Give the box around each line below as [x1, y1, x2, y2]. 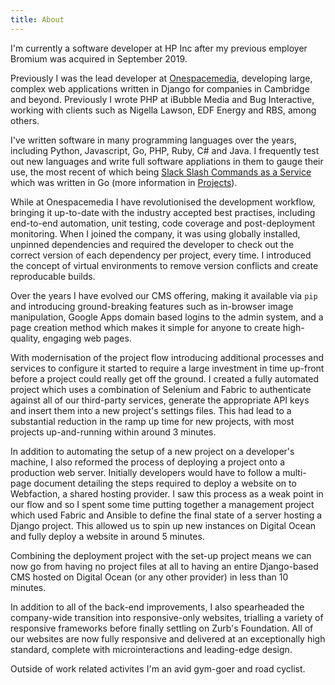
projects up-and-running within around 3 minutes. [10, 426, 217, 438]
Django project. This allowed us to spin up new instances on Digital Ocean [10, 519, 317, 531]
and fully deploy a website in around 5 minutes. [10, 530, 205, 542]
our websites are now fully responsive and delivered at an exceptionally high [10, 632, 326, 645]
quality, [10, 332, 41, 344]
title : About [10, 14, 65, 25]
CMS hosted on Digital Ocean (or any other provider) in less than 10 [10, 571, 289, 583]
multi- [282, 466, 307, 478]
